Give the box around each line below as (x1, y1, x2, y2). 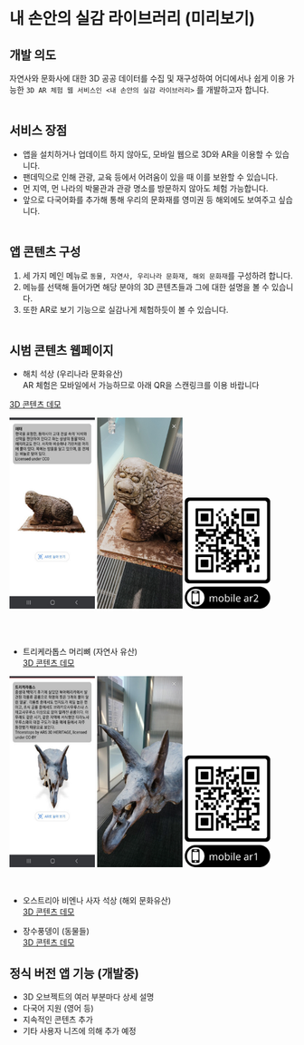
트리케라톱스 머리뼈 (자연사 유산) (22, 646, 138, 657)
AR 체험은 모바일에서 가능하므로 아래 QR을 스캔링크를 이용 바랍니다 (22, 380, 260, 391)
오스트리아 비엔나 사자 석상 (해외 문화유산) (22, 894, 172, 905)
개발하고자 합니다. (205, 84, 270, 95)
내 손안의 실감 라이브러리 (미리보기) (9, 8, 256, 29)
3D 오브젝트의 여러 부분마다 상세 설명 (22, 991, 155, 1002)
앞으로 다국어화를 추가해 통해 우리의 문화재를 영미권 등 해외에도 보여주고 (22, 194, 277, 205)
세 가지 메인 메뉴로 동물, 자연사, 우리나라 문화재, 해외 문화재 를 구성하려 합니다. (22, 269, 293, 281)
